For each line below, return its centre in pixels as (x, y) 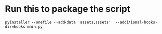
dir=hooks (15, 26)
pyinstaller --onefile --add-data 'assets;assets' (58, 22)
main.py (35, 26)
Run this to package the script (68, 9)
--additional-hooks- (136, 22)
